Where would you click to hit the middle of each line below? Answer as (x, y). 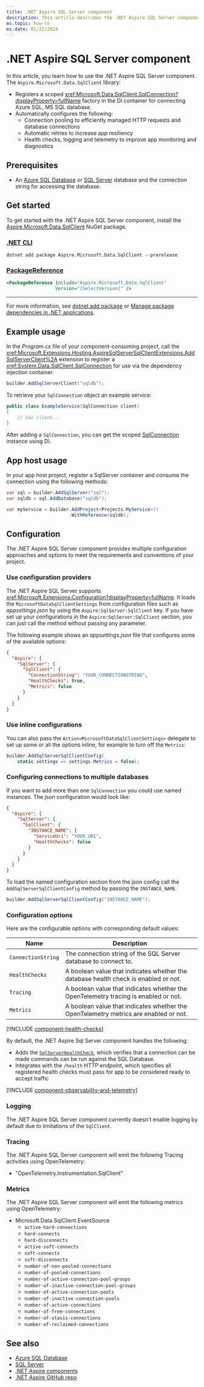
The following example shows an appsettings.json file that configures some (101, 635)
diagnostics (39, 146)
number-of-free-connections (59, 1312)
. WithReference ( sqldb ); (99, 515)
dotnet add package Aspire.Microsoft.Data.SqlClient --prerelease (92, 255)
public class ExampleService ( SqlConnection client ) (73, 406)
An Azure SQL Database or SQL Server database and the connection (101, 180)
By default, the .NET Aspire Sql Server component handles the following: (97, 1041)
